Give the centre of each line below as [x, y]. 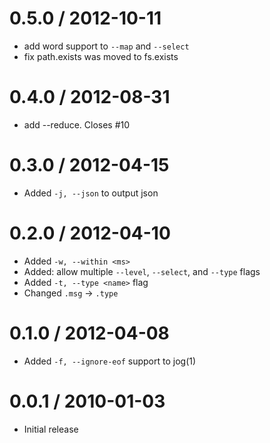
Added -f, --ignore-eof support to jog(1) [110, 361]
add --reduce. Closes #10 [77, 124]
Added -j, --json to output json [91, 193]
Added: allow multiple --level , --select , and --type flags [142, 271]
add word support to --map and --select [106, 46]
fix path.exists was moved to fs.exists [101, 56]
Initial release [51, 429]
